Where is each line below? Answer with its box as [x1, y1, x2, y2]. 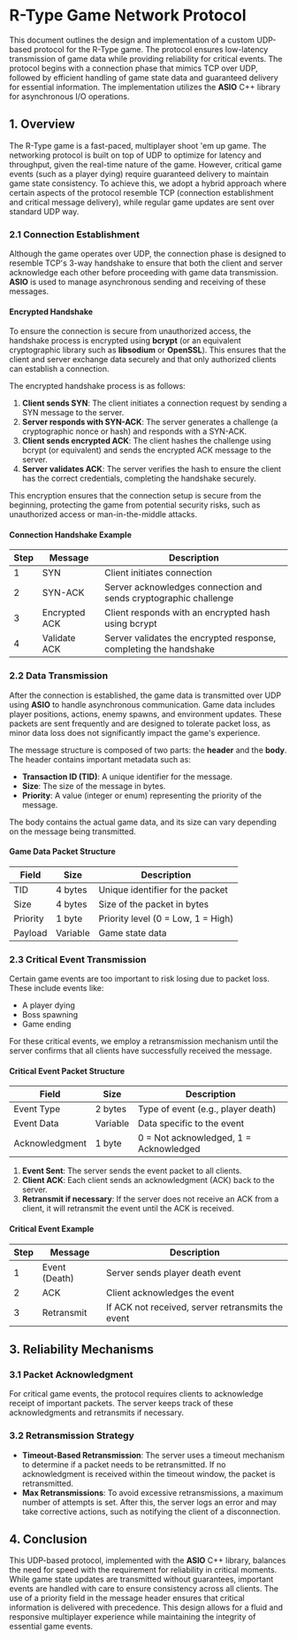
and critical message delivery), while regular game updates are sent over [9, 197, 275, 207]
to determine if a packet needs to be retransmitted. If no [21, 1458, 226, 1470]
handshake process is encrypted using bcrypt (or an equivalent [9, 336, 241, 346]
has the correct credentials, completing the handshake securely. [21, 473, 256, 483]
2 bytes [95, 1103, 126, 1116]
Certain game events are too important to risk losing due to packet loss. [9, 973, 270, 984]
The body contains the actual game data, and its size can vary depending [9, 816, 277, 827]
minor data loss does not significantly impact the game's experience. [9, 727, 261, 738]
